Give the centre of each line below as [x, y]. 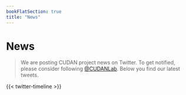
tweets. [29, 75]
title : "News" [24, 17]
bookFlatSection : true [34, 12]
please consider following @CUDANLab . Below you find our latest [100, 69]
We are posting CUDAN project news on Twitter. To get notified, [98, 63]
